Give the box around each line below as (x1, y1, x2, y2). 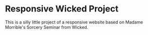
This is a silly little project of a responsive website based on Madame (5, 19, 143, 25)
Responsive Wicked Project (5, 3, 119, 14)
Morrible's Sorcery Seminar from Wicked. (5, 24, 89, 30)
